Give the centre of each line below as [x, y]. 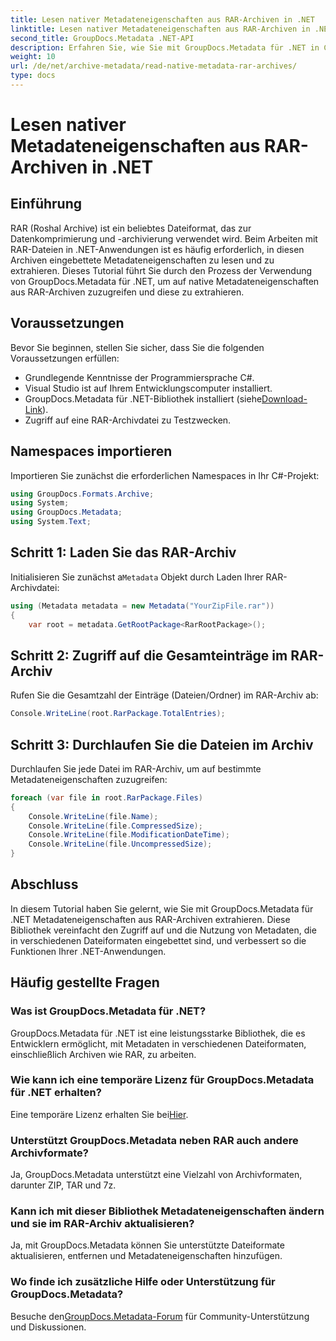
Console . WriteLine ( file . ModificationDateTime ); [129, 835]
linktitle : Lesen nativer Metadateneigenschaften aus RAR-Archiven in [160, 29]
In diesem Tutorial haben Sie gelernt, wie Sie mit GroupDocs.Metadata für [162, 908]
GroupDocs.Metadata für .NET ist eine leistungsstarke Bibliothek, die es [158, 1033]
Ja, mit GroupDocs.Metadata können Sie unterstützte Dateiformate [147, 1245]
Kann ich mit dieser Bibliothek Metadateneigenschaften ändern [167, 1211]
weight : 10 [33, 57]
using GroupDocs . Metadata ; [66, 512]
